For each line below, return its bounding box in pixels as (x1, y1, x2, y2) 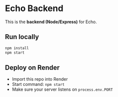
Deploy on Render (5, 63, 60, 71)
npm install (5, 45, 29, 51)
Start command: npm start (12, 82, 65, 87)
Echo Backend (5, 3, 64, 14)
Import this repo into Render (12, 76, 68, 82)
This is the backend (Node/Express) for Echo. (5, 19, 97, 25)
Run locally (5, 33, 39, 41)
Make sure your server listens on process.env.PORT (12, 86, 113, 92)
